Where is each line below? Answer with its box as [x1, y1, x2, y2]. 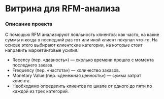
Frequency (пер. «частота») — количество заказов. [12, 67, 120, 73]
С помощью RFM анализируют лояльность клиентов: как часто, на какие [5, 32, 160, 37]
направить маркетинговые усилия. [5, 47, 79, 53]
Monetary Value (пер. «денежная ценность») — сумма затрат [12, 72, 142, 79]
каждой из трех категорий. [12, 88, 69, 94]
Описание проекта [5, 21, 53, 28]
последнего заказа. [12, 62, 54, 68]
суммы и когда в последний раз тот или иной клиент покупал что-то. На [5, 37, 158, 43]
